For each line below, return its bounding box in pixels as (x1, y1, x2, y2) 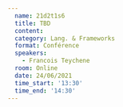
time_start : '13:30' (14, 79, 83, 87)
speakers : (14, 49, 47, 57)
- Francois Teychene (22, 57, 90, 65)
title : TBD (14, 19, 51, 27)
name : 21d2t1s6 (14, 11, 65, 20)
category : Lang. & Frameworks (14, 34, 115, 43)
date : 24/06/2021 (14, 72, 73, 80)
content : (14, 27, 44, 35)
